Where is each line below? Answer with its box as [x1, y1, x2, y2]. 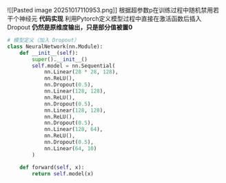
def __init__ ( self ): [19, 49, 79, 56]
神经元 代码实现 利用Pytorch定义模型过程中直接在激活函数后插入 [19, 14, 202, 23]
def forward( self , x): [19, 164, 85, 171]
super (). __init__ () [32, 56, 88, 63]
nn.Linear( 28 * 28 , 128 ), [43, 69, 119, 75]
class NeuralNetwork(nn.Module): [7, 43, 103, 50]
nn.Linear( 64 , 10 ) [43, 145, 97, 152]
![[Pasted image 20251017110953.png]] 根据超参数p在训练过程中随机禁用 [7, 6, 214, 14]
